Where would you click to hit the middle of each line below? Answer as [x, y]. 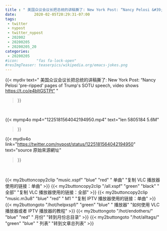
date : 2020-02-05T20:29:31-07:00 [48, 14]
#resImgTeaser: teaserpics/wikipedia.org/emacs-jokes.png [66, 65]
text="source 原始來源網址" [33, 150]
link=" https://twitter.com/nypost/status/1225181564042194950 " [70, 144]
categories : [17, 51]
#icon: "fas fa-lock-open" [41, 61]
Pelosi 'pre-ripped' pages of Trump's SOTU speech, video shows [72, 85]
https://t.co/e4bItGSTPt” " [32, 91]
